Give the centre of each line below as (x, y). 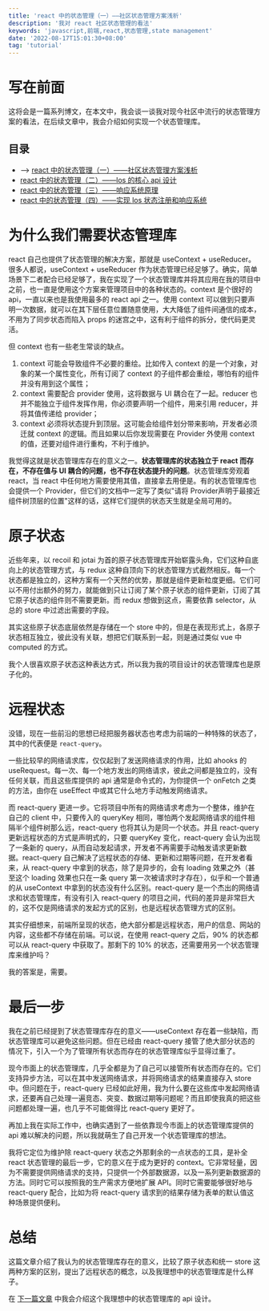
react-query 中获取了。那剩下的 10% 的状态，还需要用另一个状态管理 (145, 945)
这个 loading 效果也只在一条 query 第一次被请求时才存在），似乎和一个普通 (137, 877)
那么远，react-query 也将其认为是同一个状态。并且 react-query (155, 827)
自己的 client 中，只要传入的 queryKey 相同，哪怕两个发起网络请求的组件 (128, 817)
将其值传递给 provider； (59, 413)
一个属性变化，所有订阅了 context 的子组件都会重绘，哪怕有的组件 (151, 373)
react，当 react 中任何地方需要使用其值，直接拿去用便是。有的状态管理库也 (132, 480)
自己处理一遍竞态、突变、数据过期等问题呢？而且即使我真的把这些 (152, 1098)
